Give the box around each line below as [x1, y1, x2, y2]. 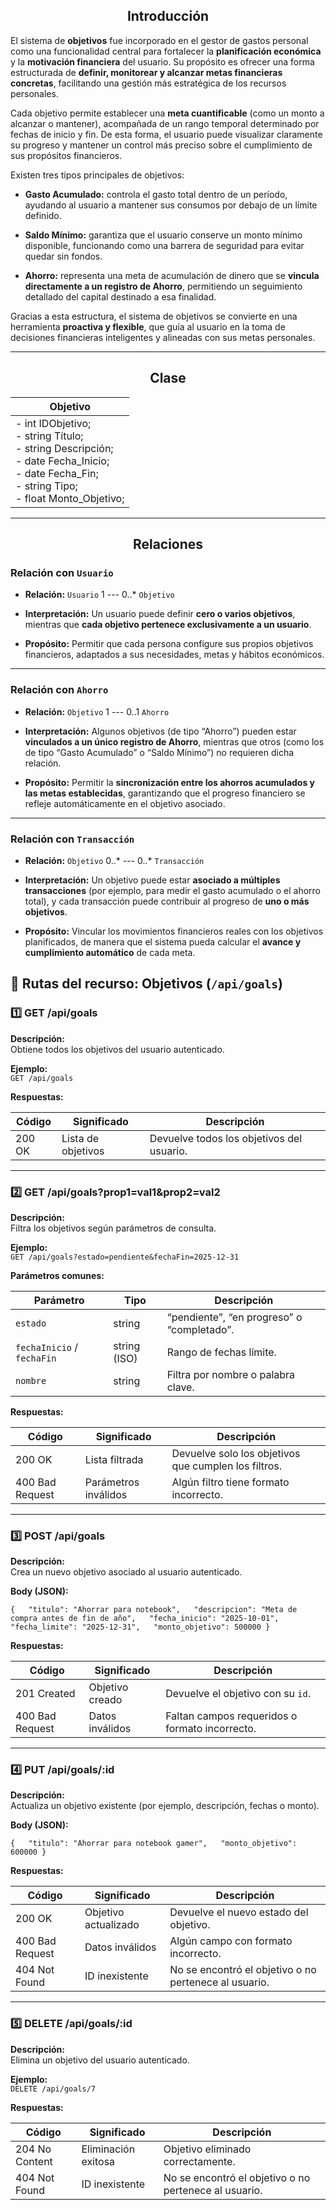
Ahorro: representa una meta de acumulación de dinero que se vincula [24, 269, 320, 281]
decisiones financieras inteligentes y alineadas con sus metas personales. [10, 331, 316, 343]
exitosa [81, 2154, 116, 2168]
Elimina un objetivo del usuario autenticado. [10, 2054, 190, 2066]
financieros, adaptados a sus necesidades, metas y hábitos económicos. [24, 649, 325, 661]
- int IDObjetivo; [15, 416, 92, 430]
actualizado [84, 1918, 140, 1932]
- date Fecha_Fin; [15, 466, 99, 480]
